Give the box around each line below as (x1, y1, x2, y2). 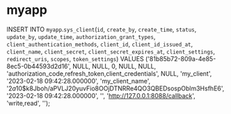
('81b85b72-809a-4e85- (145, 54, 216, 63)
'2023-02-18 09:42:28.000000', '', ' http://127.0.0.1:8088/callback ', (6, 91, 196, 99)
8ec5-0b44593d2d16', (6, 62, 71, 70)
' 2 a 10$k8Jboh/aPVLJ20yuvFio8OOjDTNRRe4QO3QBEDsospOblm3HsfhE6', (6, 84, 225, 92)
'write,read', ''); (6, 99, 50, 107)
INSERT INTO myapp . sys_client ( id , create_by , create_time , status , (6, 25, 197, 33)
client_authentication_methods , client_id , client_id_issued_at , (6, 40, 193, 48)
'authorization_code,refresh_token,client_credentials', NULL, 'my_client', (6, 69, 212, 78)
